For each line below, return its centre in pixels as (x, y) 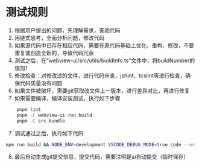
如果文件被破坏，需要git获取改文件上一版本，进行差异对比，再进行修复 (102, 91)
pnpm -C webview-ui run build (55, 115)
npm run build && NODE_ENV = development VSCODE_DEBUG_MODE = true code (93, 145)
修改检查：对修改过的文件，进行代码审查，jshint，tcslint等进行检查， (100, 75)
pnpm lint (29, 109)
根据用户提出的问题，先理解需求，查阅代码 (67, 30)
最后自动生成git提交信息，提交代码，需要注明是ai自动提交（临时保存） (102, 157)
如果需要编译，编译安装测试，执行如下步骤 (67, 98)
